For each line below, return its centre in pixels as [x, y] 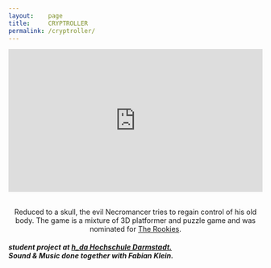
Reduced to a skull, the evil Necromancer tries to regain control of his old [135, 212]
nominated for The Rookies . [135, 229]
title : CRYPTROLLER [48, 23]
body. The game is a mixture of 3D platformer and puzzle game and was [135, 220]
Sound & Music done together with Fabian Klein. [91, 256]
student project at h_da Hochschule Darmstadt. [90, 247]
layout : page [35, 16]
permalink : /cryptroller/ [52, 31]
